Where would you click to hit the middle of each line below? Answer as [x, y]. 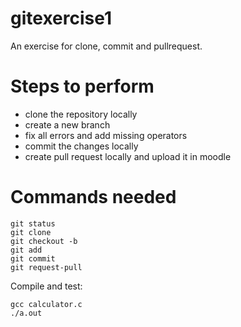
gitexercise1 [61, 18]
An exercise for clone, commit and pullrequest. [106, 46]
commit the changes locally [81, 146]
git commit [33, 258]
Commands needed [93, 197]
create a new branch [67, 124]
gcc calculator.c [46, 304]
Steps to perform [82, 86]
